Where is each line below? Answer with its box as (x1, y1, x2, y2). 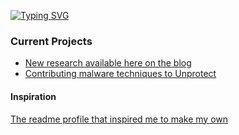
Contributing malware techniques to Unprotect (24, 68, 217, 80)
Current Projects (10, 34, 93, 48)
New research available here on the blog (24, 57, 192, 69)
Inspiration (10, 90, 57, 102)
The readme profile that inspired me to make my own (10, 113, 229, 125)
